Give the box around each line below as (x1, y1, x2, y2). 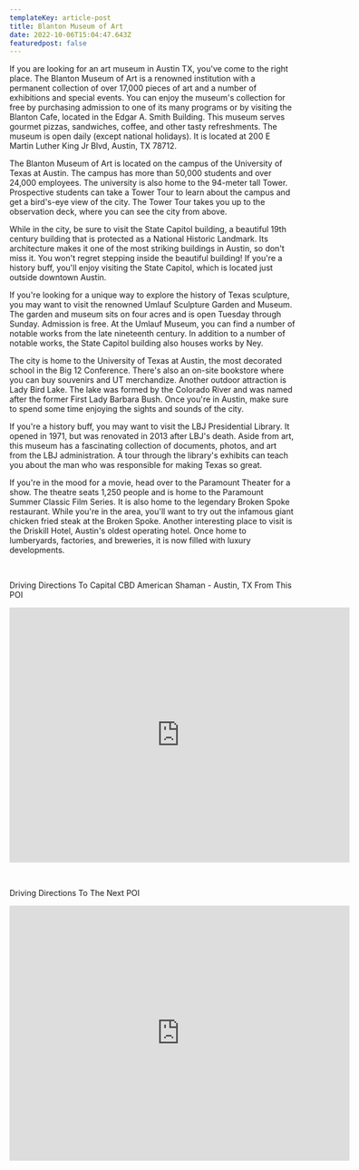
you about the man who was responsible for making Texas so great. (9, 460, 263, 471)
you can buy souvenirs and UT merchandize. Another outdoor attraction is (9, 375, 287, 385)
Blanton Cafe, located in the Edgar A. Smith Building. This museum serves (9, 112, 286, 122)
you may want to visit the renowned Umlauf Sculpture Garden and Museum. (9, 299, 293, 310)
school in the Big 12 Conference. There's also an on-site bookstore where (9, 365, 284, 376)
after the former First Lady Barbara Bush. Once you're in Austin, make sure (9, 394, 289, 405)
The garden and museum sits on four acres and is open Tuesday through (9, 309, 282, 320)
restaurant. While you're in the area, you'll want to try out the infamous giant (9, 506, 295, 517)
